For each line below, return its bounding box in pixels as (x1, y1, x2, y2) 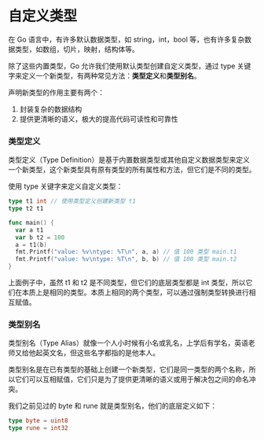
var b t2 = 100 (15, 233, 65, 241)
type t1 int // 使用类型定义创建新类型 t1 (8, 197, 136, 205)
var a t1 (15, 225, 44, 234)
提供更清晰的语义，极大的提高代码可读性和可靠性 (19, 114, 178, 123)
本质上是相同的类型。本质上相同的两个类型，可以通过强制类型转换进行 (21, 288, 249, 297)
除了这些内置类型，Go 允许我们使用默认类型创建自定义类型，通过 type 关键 (8, 60, 251, 71)
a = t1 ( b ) (15, 240, 47, 248)
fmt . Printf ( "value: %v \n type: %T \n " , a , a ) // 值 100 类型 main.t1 (15, 248, 237, 256)
